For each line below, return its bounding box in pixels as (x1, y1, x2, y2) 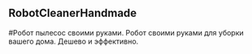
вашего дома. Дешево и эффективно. (8, 36, 139, 46)
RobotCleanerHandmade (8, 6, 137, 20)
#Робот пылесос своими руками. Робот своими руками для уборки (8, 27, 244, 37)
